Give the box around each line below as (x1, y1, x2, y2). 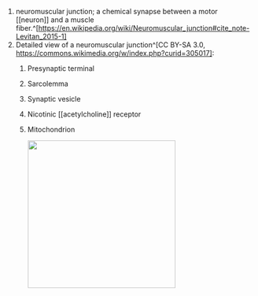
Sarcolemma (27, 79, 68, 88)
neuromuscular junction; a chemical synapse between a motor (15, 7, 218, 16)
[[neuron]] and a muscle (15, 15, 94, 24)
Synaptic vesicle (27, 94, 81, 103)
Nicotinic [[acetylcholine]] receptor (27, 109, 142, 119)
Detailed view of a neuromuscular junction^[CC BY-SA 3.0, (15, 40, 206, 50)
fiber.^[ (15, 24, 39, 32)
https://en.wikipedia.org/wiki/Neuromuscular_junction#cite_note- (38, 24, 250, 32)
